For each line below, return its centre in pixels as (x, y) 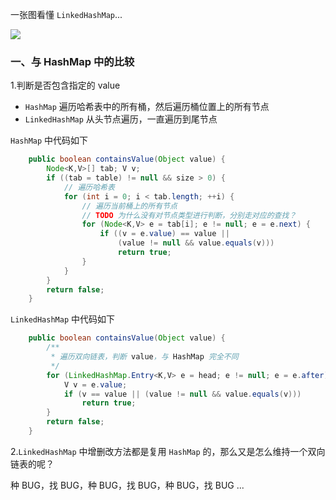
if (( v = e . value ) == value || (164, 234)
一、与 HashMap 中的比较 (72, 61)
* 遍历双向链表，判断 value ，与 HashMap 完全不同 (144, 357)
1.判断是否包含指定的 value (65, 85)
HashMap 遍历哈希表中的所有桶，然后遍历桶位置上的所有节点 (147, 107)
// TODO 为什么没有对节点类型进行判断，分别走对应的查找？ (189, 215)
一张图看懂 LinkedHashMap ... (66, 14)
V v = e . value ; (95, 384)
